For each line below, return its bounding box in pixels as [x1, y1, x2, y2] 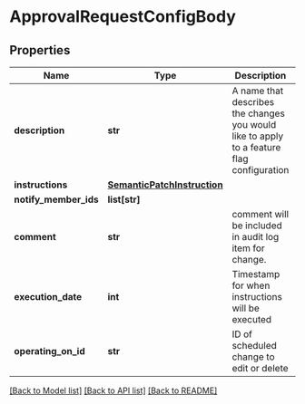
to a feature [231, 141, 281, 153]
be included [231, 219, 283, 232]
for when [231, 279, 271, 292]
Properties [9, 43, 71, 58]
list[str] [107, 193, 141, 206]
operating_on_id [14, 345, 85, 357]
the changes [231, 107, 286, 120]
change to [231, 351, 275, 363]
